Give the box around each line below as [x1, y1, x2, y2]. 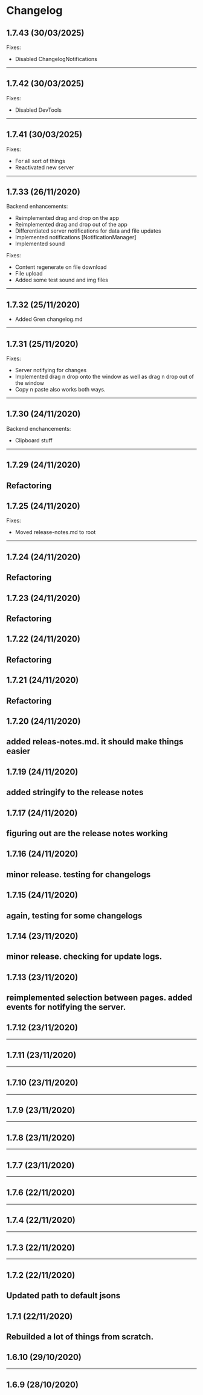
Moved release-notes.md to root [14, 529, 96, 536]
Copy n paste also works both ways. [14, 386, 106, 393]
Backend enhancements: [6, 203, 68, 210]
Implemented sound [14, 240, 65, 248]
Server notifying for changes [14, 367, 87, 374]
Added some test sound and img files [14, 276, 109, 284]
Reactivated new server [14, 164, 74, 171]
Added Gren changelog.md [14, 315, 83, 323]
